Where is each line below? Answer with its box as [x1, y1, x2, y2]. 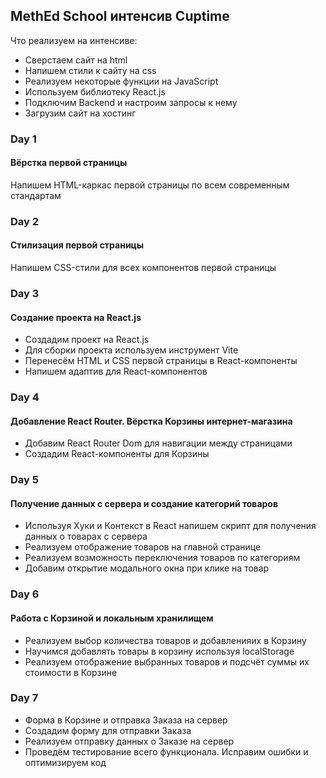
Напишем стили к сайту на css [24, 64, 157, 76]
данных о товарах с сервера [24, 530, 148, 543]
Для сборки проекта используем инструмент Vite [24, 344, 239, 356]
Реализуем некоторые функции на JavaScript [24, 75, 219, 87]
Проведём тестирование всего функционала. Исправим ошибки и [24, 745, 309, 758]
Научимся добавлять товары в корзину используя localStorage [24, 645, 295, 657]
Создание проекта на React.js [10, 311, 142, 323]
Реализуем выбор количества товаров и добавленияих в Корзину [24, 634, 307, 646]
